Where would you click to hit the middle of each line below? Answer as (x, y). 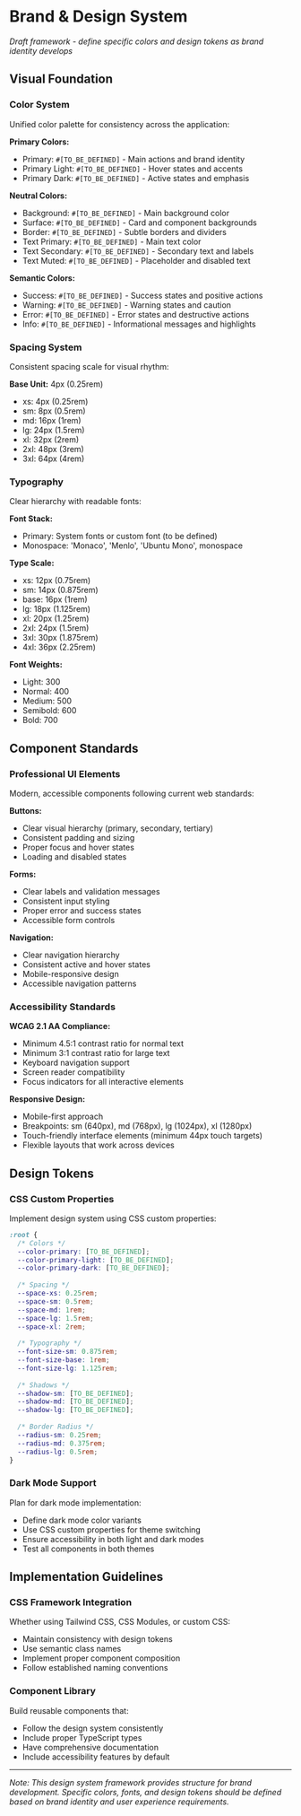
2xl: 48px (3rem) (53, 449)
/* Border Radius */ (56, 1427)
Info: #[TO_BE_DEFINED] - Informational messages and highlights (139, 324)
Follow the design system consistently (93, 1728)
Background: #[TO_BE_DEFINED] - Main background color (126, 213)
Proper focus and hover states (78, 847)
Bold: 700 (40, 720)
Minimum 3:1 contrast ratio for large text (96, 1053)
